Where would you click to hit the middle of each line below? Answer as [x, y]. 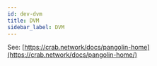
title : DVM [23, 21]
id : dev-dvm [25, 14]
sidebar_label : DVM [36, 27]
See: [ [16, 48]
